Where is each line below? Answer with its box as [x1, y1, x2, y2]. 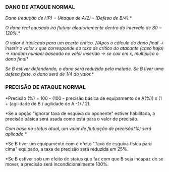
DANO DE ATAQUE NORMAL [5, 4, 75, 11]
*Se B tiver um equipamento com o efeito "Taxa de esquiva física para [5, 140, 152, 147]
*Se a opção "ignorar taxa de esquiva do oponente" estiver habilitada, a [5, 110, 155, 117]
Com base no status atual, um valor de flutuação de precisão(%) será [5, 125, 151, 132]
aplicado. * [5, 131, 27, 137]
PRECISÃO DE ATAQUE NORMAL [5, 84, 86, 91]
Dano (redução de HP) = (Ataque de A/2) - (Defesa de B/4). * [5, 15, 132, 21]
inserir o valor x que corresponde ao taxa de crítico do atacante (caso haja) [5, 45, 164, 51]
